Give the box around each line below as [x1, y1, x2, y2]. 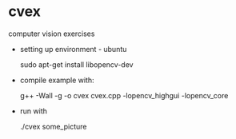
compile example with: [19, 75, 94, 85]
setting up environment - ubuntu [19, 44, 127, 54]
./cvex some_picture [19, 121, 87, 131]
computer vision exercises [8, 29, 95, 38]
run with [19, 106, 48, 116]
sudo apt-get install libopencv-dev [19, 59, 134, 69]
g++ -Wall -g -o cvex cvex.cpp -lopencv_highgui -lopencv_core [19, 90, 229, 100]
